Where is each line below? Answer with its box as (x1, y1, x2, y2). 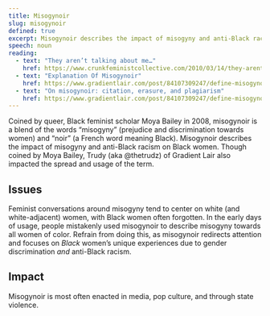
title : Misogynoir (8, 11, 70, 20)
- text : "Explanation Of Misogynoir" (15, 72, 142, 80)
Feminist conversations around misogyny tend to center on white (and (8, 204, 240, 214)
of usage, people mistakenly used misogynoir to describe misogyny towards (8, 221, 261, 231)
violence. (8, 300, 39, 310)
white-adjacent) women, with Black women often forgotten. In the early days (8, 213, 262, 222)
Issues (8, 182, 43, 196)
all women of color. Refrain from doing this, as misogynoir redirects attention (8, 230, 262, 239)
